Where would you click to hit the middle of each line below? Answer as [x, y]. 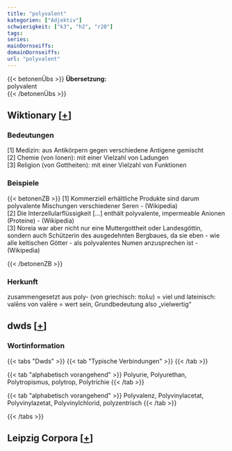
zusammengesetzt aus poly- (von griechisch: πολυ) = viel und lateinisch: [111, 297]
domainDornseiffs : [34, 53]
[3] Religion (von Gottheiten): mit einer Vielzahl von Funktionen [97, 165]
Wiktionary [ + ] [39, 116]
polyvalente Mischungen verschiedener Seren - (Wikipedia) [93, 205]
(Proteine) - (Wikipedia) [41, 221]
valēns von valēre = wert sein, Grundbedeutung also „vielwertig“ [99, 304]
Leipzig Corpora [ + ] [50, 438]
